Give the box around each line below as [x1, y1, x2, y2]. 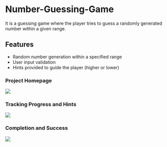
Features [5, 40, 34, 49]
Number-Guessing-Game [5, 4, 114, 15]
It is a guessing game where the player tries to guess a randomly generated [5, 20, 162, 26]
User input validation [12, 59, 56, 65]
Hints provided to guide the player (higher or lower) [12, 64, 120, 70]
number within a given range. [5, 25, 66, 31]
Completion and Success [5, 125, 68, 132]
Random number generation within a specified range [12, 54, 122, 60]
